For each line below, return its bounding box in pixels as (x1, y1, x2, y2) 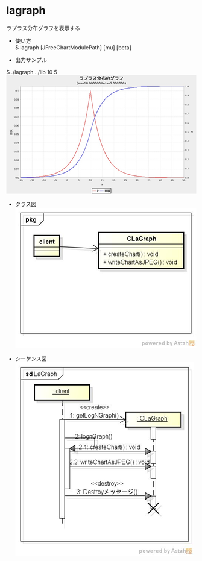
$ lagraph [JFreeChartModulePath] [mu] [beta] (14, 43, 131, 51)
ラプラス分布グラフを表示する (6, 24, 80, 31)
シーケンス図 (14, 355, 47, 362)
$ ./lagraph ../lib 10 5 (6, 68, 57, 75)
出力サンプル (14, 56, 47, 63)
